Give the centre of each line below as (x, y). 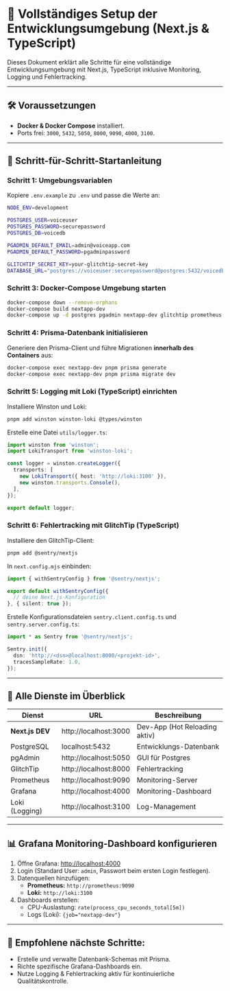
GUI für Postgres (163, 758)
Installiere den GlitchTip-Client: (51, 540)
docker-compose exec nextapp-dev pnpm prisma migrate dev (91, 374)
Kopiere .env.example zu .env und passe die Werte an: (84, 196)
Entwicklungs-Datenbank (178, 747)
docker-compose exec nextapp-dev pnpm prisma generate (87, 368)
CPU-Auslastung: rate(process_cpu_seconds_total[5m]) (106, 907)
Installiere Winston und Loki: (47, 406)
